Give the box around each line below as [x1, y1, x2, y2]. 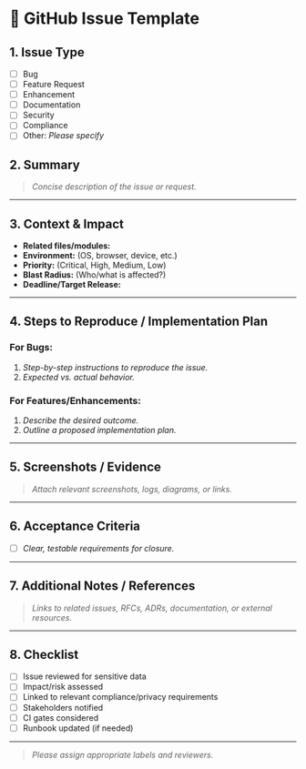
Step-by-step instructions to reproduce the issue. [22, 361, 209, 372]
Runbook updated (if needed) [22, 723, 134, 734]
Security [22, 109, 55, 121]
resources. [31, 612, 73, 622]
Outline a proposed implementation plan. [22, 425, 177, 436]
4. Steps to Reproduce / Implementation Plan [9, 314, 269, 329]
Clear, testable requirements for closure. [22, 542, 175, 553]
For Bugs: [9, 341, 53, 354]
